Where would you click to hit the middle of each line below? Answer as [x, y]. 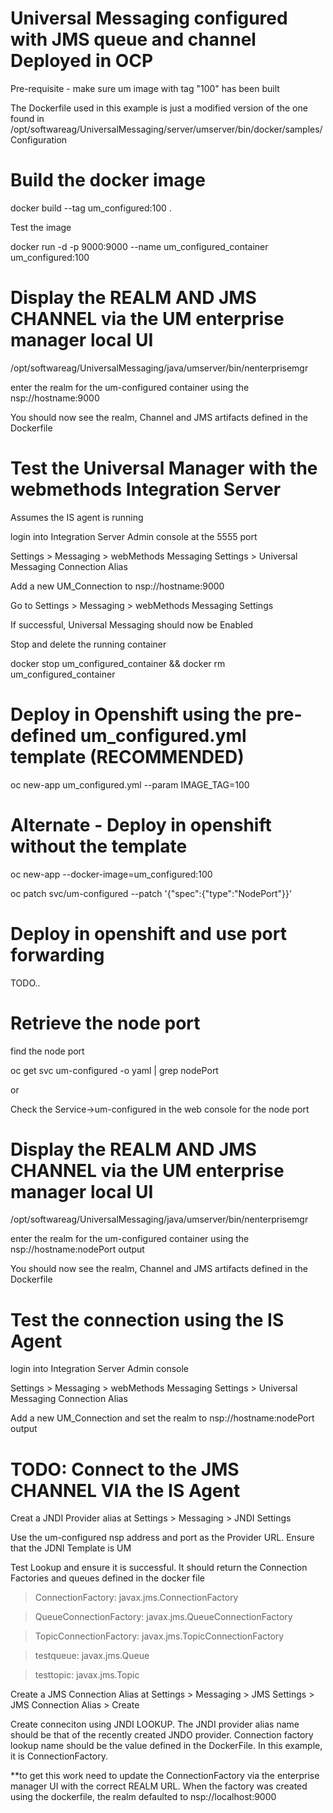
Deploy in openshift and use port [148, 933]
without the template [99, 846]
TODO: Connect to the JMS [125, 1469]
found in [27, 118]
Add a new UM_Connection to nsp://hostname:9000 [117, 586]
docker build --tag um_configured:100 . [91, 208]
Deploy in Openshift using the [136, 714]
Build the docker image [108, 180]
